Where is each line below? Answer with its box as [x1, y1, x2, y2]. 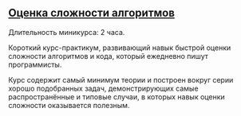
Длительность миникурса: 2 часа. [8, 27, 125, 37]
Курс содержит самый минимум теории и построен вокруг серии [8, 75, 234, 84]
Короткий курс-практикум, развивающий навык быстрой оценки [8, 43, 231, 52]
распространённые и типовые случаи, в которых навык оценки [8, 91, 225, 102]
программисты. [8, 60, 62, 69]
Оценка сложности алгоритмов [8, 6, 176, 20]
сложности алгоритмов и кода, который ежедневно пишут [8, 51, 209, 60]
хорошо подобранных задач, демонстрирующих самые [8, 83, 199, 93]
